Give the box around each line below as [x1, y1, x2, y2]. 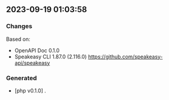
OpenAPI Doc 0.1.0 [14, 47, 60, 54]
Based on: [6, 35, 30, 43]
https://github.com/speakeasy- [88, 53, 163, 60]
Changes [6, 22, 33, 30]
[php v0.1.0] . [14, 87, 46, 94]
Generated [6, 74, 37, 82]
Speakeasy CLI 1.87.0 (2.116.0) [14, 53, 87, 60]
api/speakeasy [14, 59, 50, 66]
